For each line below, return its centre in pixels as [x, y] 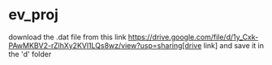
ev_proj [34, 15]
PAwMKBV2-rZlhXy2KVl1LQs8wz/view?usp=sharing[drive [105, 45]
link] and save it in [234, 45]
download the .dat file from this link [67, 37]
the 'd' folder [30, 54]
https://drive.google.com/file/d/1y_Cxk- [193, 37]
